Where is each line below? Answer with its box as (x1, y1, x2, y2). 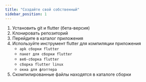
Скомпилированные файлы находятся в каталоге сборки (12, 71, 131, 77)
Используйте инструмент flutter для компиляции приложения (12, 40, 142, 46)
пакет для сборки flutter (19, 51, 72, 56)
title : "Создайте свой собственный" (5, 7, 80, 12)
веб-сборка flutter (19, 57, 60, 62)
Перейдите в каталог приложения (12, 35, 83, 41)
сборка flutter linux (19, 62, 63, 67)
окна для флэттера (19, 67, 57, 72)
